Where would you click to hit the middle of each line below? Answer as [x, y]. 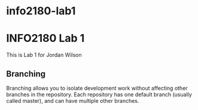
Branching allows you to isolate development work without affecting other [97, 88]
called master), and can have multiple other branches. [73, 100]
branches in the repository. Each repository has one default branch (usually [99, 94]
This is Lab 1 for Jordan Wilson [44, 55]
